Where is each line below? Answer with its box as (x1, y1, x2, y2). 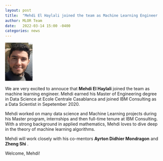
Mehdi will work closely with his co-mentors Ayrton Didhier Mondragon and (5, 136, 159, 141)
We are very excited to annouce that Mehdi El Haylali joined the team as (5, 86, 150, 92)
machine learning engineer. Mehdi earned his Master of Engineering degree (5, 91, 157, 97)
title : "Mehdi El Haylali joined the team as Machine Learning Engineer (5, 13, 158, 18)
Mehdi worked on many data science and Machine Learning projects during (5, 111, 157, 117)
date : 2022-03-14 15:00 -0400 (5, 23, 71, 28)
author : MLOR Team (5, 18, 42, 23)
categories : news (5, 28, 40, 34)
